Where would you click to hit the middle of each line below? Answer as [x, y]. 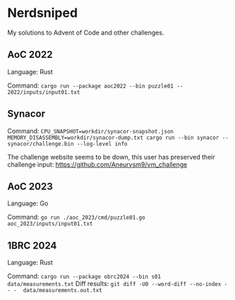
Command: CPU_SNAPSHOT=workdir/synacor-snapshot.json [91, 131]
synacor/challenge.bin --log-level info [68, 144]
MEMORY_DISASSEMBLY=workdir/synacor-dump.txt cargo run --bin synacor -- [118, 138]
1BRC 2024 [32, 245]
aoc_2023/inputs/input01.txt [50, 224]
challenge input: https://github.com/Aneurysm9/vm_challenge [97, 164]
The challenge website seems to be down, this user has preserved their [111, 157]
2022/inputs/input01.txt [44, 92]
